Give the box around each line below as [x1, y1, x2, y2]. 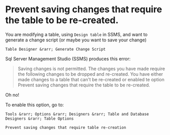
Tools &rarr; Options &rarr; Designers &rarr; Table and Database [5, 111, 149, 117]
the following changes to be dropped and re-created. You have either [17, 71, 163, 77]
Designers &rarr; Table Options [5, 116, 74, 121]
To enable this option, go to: [5, 101, 64, 108]
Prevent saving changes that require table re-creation [5, 125, 126, 130]
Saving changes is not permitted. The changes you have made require [17, 65, 165, 72]
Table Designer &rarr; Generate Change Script [5, 47, 106, 52]
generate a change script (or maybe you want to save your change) [5, 37, 147, 43]
